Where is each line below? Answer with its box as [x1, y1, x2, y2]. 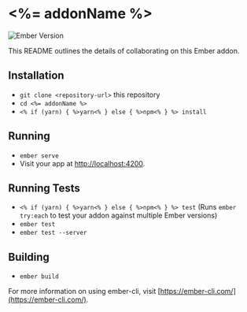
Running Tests [8, 181, 80, 195]
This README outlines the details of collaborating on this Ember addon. [8, 46, 240, 55]
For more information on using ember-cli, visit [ [8, 287, 161, 296]
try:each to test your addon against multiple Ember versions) [19, 210, 218, 221]
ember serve [19, 151, 59, 160]
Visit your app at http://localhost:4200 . [19, 158, 146, 168]
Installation [8, 69, 65, 83]
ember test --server [19, 229, 87, 237]
